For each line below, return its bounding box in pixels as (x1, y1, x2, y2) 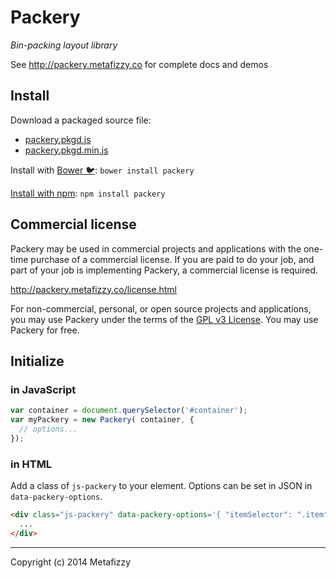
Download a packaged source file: (10, 114, 152, 126)
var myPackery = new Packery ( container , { (10, 415, 195, 425)
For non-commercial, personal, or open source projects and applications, (10, 302, 312, 315)
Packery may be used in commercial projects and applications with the (10, 242, 302, 255)
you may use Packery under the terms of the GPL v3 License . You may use (10, 313, 319, 325)
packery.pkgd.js (24, 133, 92, 145)
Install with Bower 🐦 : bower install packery (10, 164, 195, 176)
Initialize (10, 352, 65, 370)
